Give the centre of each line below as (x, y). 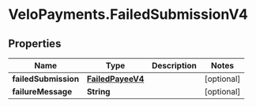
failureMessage (42, 92)
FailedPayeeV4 (115, 79)
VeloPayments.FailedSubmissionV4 (128, 15)
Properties (35, 44)
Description (174, 66)
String (98, 92)
